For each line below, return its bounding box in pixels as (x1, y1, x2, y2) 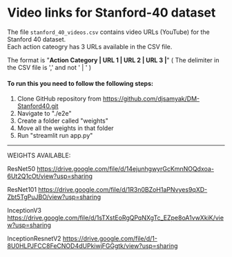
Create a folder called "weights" (17, 116, 109, 125)
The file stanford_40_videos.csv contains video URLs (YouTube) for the (7, 28, 210, 36)
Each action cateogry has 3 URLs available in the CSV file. (7, 42, 173, 51)
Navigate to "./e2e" (17, 109, 72, 118)
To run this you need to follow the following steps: (7, 79, 154, 87)
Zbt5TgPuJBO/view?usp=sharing (7, 193, 101, 202)
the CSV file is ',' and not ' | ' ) (7, 63, 92, 71)
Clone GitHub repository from (17, 95, 101, 103)
